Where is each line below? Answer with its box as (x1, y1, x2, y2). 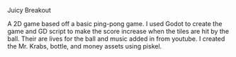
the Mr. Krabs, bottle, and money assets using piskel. (7, 42, 162, 50)
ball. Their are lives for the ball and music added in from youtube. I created (7, 34, 225, 43)
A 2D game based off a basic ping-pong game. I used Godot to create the (7, 20, 223, 27)
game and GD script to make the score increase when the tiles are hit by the (7, 27, 230, 35)
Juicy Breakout (7, 6, 52, 14)
